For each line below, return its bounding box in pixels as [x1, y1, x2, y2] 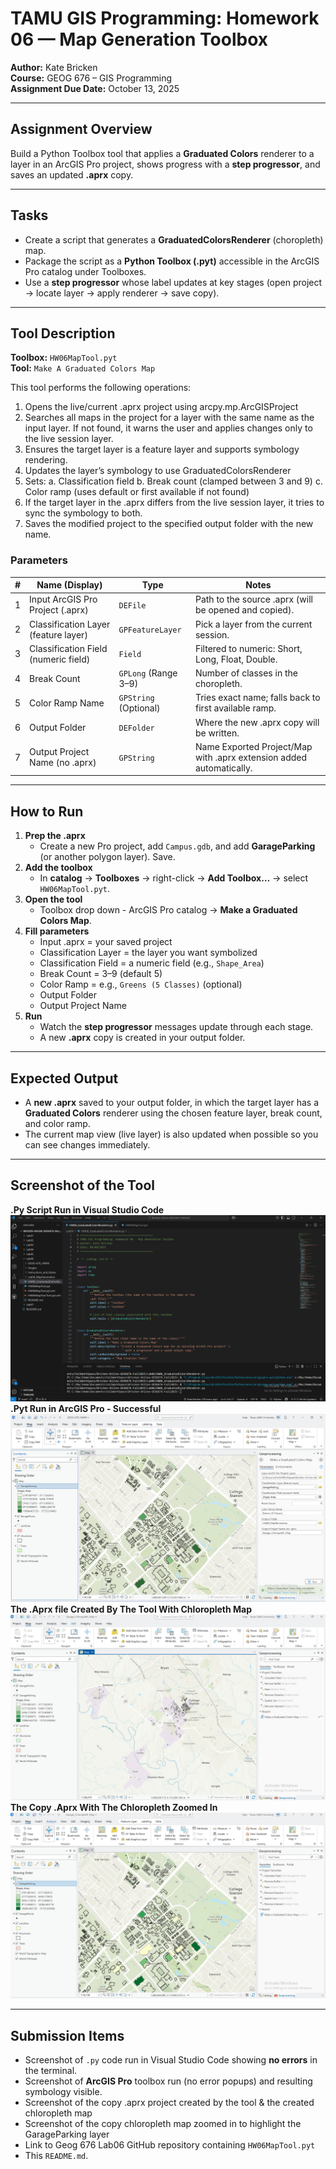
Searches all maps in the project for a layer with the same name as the [24, 412, 315, 424]
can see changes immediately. [24, 1139, 151, 1151]
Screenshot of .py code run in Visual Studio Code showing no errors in [24, 2054, 318, 2066]
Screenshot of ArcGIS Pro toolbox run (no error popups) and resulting [24, 2075, 313, 2087]
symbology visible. [24, 2086, 103, 2098]
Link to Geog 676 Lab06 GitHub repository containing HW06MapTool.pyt [24, 2139, 316, 2151]
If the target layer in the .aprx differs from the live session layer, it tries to [24, 497, 325, 509]
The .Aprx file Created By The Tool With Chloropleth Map [10, 1603, 253, 1615]
